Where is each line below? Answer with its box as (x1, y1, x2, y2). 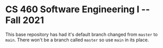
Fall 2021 (5, 14, 45, 26)
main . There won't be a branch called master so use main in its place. (5, 37, 149, 43)
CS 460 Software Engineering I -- (5, 4, 150, 15)
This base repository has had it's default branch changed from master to (5, 31, 158, 37)
